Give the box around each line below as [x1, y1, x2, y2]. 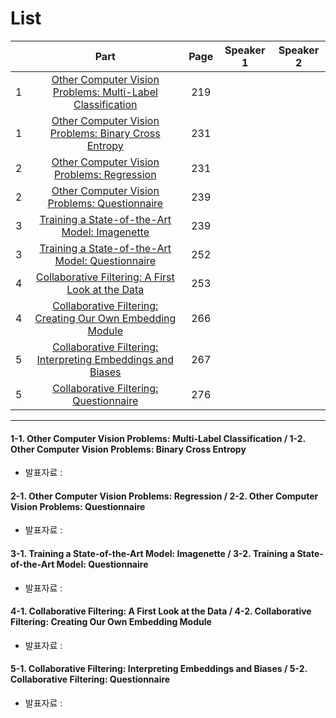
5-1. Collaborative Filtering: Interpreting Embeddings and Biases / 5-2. [10, 663, 308, 675]
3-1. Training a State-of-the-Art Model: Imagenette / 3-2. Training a [10, 547, 296, 559]
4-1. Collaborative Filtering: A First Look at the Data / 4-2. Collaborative [10, 605, 312, 617]
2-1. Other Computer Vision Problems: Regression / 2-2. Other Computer [10, 490, 319, 502]
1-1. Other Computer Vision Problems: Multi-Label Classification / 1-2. [10, 432, 306, 444]
